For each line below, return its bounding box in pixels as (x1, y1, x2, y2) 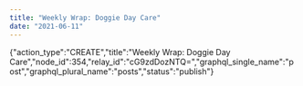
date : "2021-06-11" (9, 22, 84, 31)
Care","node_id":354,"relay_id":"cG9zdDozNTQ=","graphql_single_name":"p (9, 56, 295, 67)
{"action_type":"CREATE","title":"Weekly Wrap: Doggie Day (9, 46, 231, 57)
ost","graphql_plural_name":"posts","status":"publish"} (9, 65, 214, 77)
